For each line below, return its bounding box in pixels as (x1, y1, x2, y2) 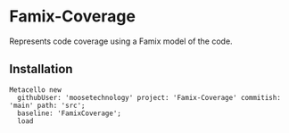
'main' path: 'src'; (9, 101, 87, 110)
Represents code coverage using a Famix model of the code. (9, 36, 234, 46)
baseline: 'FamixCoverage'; (17, 109, 122, 118)
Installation (9, 62, 73, 77)
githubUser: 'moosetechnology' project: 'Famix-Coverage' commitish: (17, 93, 281, 102)
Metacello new (9, 85, 62, 95)
